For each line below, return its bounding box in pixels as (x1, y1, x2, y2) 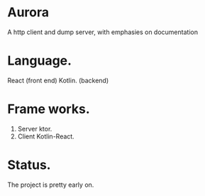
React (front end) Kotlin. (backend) (7, 76, 109, 85)
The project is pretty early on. (7, 180, 94, 189)
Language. (7, 53, 72, 69)
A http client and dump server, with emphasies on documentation (7, 28, 199, 36)
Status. (7, 157, 51, 173)
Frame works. (7, 101, 90, 117)
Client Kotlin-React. (17, 132, 74, 141)
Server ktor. (17, 124, 52, 133)
